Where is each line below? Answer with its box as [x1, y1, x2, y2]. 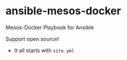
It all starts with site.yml [14, 46, 75, 54]
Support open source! [5, 35, 59, 42]
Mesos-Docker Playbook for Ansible [5, 24, 94, 31]
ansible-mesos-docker [5, 4, 121, 18]
